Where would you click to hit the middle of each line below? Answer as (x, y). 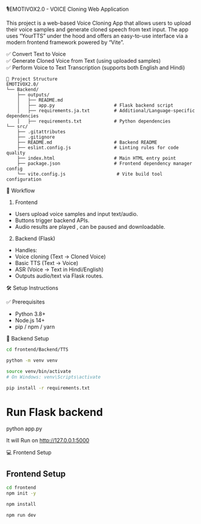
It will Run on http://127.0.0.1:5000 (48, 441)
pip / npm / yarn (35, 327)
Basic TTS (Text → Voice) (46, 263)
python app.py (24, 429)
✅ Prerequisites (26, 302)
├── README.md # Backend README (87, 142)
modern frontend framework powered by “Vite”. (65, 42)
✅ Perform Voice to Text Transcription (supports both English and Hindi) (96, 68)
